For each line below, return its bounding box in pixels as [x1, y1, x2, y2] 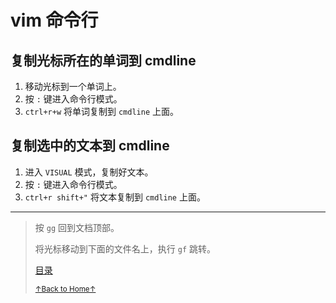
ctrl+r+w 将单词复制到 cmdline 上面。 [24, 106, 180, 117]
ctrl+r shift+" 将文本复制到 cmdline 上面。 [24, 191, 206, 203]
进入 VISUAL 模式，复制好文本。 [24, 166, 154, 178]
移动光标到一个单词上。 [24, 81, 122, 92]
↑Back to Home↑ [34, 284, 97, 294]
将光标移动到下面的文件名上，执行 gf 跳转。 [34, 242, 216, 255]
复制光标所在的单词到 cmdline [10, 52, 197, 69]
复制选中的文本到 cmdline [10, 137, 170, 155]
